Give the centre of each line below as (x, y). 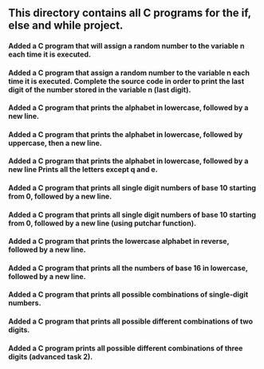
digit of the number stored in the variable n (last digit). (100, 89)
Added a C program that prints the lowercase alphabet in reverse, (119, 241)
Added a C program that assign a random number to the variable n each (129, 73)
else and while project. (66, 26)
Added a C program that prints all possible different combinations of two (131, 321)
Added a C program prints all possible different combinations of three (126, 348)
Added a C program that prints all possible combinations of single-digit (128, 295)
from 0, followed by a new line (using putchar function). (102, 223)
